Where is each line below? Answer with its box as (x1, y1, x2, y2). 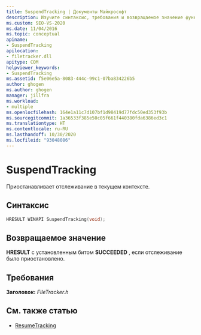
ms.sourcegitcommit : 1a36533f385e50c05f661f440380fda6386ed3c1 (6, 115, 167, 121)
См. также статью (6, 306, 78, 316)
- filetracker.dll (6, 53, 52, 59)
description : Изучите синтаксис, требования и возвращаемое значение (6, 14, 184, 20)
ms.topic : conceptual (6, 31, 60, 37)
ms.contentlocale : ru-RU (6, 126, 68, 132)
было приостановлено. (6, 255, 65, 262)
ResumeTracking (14, 322, 57, 329)
